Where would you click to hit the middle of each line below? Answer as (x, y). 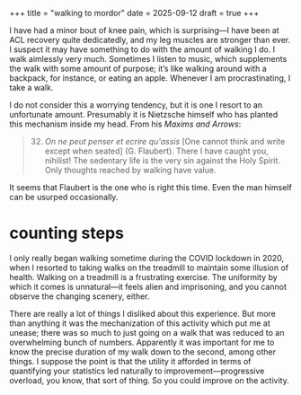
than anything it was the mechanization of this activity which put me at (140, 323)
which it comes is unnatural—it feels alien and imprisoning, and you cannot (148, 286)
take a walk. (31, 88)
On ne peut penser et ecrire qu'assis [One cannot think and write (165, 141)
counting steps (66, 233)
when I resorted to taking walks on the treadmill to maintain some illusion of (149, 268)
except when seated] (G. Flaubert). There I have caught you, (156, 151)
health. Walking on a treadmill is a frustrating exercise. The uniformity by (144, 276)
